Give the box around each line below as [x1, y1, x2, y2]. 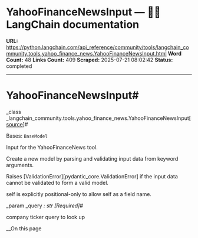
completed [6, 62, 32, 70]
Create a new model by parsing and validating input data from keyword [6, 155, 179, 162]
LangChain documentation [6, 18, 140, 31]
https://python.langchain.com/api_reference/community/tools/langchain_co [6, 44, 190, 51]
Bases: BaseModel [6, 132, 48, 139]
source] [6, 120, 25, 128]
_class [6, 108, 22, 115]
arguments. [6, 161, 34, 168]
